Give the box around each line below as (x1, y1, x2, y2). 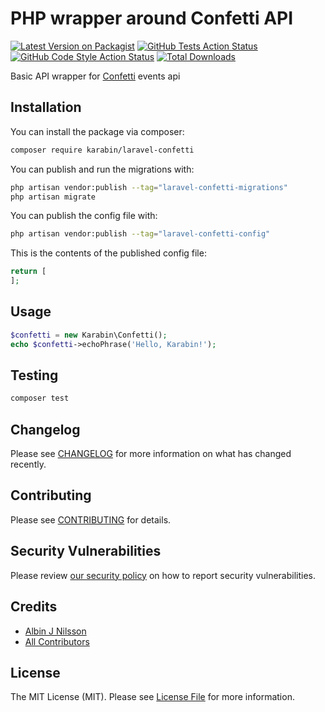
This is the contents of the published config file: (10, 247, 207, 259)
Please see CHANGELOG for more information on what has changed (10, 448, 292, 460)
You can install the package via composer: (10, 125, 185, 137)
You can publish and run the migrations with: (10, 163, 195, 175)
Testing (10, 367, 59, 384)
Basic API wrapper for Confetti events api (10, 70, 181, 82)
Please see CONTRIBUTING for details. (10, 513, 172, 526)
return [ (10, 267, 47, 277)
